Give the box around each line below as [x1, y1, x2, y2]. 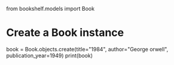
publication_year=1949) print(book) [6, 52, 93, 59]
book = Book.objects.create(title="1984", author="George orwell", [6, 45, 169, 52]
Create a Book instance [6, 26, 124, 39]
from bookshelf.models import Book [6, 5, 94, 12]
